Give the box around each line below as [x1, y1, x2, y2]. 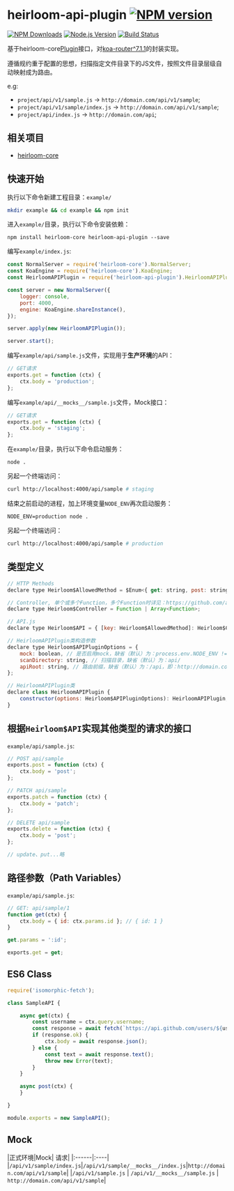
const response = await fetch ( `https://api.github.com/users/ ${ [32, 1025, 223, 1032]
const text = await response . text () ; [44, 1051, 155, 1058]
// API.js [7, 618, 36, 625]
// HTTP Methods [7, 580, 54, 587]
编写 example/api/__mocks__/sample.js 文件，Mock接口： [7, 398, 169, 406]
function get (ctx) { [7, 911, 68, 918]
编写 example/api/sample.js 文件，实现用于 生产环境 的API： [7, 351, 174, 360]
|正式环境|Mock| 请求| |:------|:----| [7, 1153, 109, 1162]
